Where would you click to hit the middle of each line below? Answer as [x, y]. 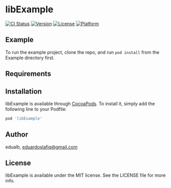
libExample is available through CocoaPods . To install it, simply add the [80, 103]
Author [17, 135]
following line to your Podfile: [36, 109]
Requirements [28, 74]
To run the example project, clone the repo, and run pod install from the [82, 52]
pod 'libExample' [24, 118]
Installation [24, 91]
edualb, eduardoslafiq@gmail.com [41, 147]
